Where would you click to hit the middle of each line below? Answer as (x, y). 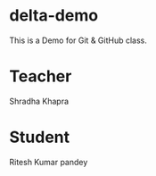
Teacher (41, 76)
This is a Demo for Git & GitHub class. (78, 40)
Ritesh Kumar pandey (49, 162)
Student (40, 137)
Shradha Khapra (39, 101)
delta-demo (54, 16)
